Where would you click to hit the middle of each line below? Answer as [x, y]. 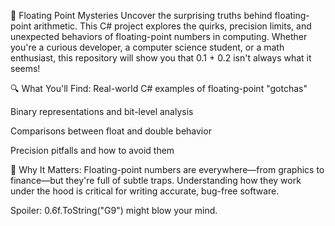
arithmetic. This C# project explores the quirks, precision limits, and [172, 26]
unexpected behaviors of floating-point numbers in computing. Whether [159, 36]
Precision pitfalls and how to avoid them [92, 150]
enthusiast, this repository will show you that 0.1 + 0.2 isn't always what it [161, 58]
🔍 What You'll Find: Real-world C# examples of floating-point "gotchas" [159, 88]
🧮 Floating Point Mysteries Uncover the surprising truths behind [141, 15]
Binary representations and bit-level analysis [102, 111]
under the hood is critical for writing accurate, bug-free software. [145, 191]
